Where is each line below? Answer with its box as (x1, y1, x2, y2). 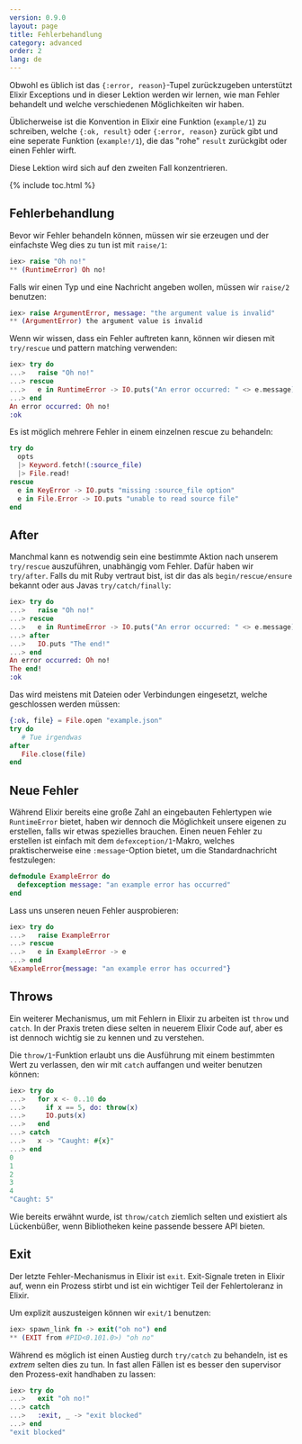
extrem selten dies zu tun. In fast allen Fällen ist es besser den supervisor (9, 1358, 281, 1369)
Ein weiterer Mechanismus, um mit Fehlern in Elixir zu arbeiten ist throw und (9, 1013, 289, 1024)
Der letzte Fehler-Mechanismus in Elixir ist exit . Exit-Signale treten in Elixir (9, 1270, 286, 1281)
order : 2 (9, 47, 42, 56)
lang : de (9, 55, 42, 64)
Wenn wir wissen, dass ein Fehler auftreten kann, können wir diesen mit (9, 333, 275, 344)
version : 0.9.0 (9, 13, 67, 23)
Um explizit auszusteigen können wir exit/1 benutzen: (9, 1307, 211, 1318)
